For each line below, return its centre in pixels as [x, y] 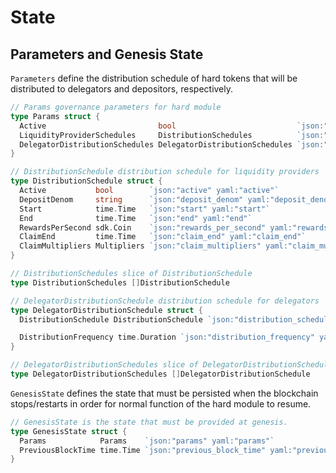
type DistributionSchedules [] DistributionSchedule [120, 282]
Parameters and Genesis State [107, 54]
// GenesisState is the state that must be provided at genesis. [149, 422]
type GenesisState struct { [69, 431]
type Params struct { [55, 116]
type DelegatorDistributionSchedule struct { [106, 310]
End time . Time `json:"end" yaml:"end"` [136, 218]
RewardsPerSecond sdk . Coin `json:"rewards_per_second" [143, 227]
